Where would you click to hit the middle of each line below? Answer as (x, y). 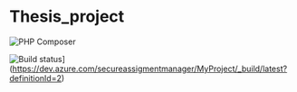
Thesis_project (67, 17)
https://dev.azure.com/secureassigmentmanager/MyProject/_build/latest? (150, 69)
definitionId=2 (35, 78)
